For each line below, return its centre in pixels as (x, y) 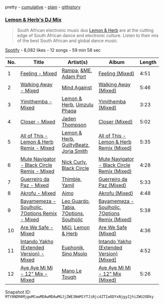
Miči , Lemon (76, 228)
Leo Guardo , (76, 201)
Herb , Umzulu (78, 105)
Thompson (74, 125)
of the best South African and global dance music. (68, 41)
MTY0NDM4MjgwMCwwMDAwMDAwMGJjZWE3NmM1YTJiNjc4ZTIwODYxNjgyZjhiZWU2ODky (79, 297)
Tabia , (69, 207)
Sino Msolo (75, 254)
